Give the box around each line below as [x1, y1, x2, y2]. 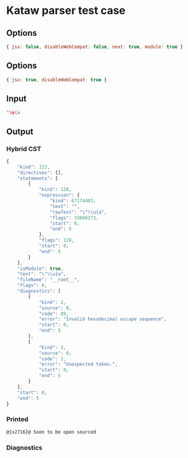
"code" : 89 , [38, 311, 69, 317]
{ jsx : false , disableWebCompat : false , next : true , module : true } [6, 44, 183, 50]
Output [6, 126, 33, 136]
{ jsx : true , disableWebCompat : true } [6, 76, 107, 83]
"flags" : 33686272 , [49, 215, 99, 221]
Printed [6, 415, 29, 423]
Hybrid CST [6, 144, 41, 153]
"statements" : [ [17, 175, 59, 181]
